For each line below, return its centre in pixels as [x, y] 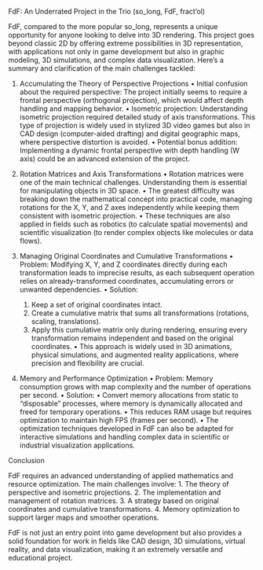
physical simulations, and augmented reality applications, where [135, 355]
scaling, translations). [66, 321]
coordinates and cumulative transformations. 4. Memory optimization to [124, 509]
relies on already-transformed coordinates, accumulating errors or [126, 281]
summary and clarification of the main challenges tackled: [102, 68]
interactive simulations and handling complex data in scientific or [124, 437]
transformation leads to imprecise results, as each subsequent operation [137, 273]
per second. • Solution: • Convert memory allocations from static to [129, 395]
